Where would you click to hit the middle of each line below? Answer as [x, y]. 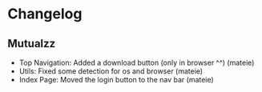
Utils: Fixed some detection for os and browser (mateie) [111, 71]
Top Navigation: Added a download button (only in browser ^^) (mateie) [137, 62]
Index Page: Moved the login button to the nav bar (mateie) [116, 80]
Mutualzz [32, 44]
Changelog [45, 14]
